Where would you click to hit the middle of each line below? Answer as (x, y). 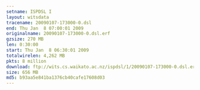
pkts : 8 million (26, 61)
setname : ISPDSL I (29, 12)
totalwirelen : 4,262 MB (36, 56)
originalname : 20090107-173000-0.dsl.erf (58, 34)
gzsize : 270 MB (25, 39)
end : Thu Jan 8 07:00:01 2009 (45, 28)
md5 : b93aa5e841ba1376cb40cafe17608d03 (56, 78)
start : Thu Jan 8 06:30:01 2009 (48, 50)
